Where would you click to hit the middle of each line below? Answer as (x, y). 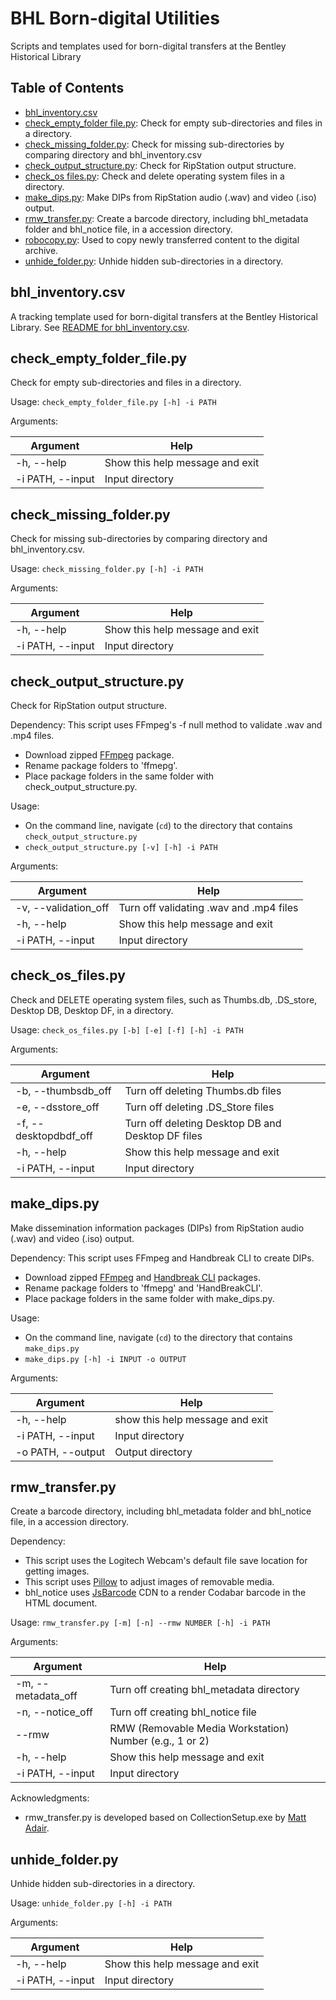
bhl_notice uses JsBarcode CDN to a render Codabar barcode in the (165, 1593)
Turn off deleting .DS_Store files (199, 1107)
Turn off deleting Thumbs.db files (203, 1090)
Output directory (153, 1452)
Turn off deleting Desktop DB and (203, 1123)
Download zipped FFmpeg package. (99, 755)
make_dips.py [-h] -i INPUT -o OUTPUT (105, 1359)
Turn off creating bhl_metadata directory (204, 1690)
